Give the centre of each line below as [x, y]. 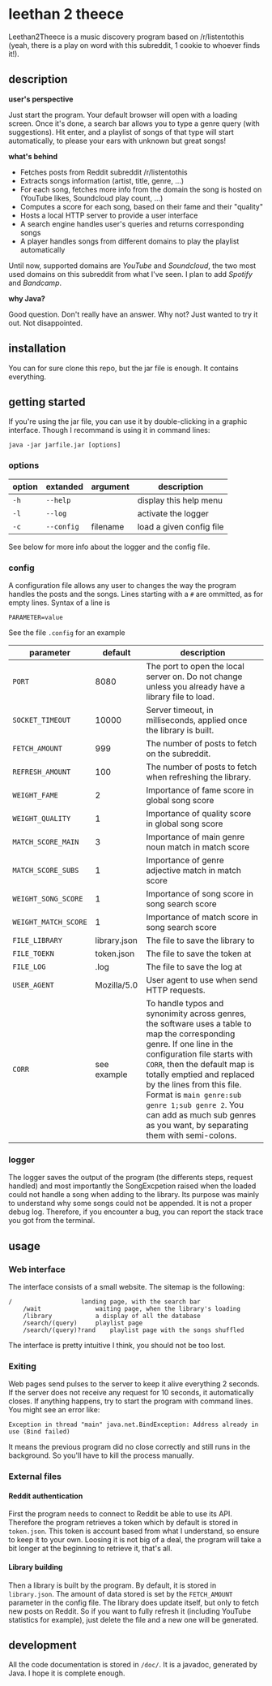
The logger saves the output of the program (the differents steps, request [131, 1178]
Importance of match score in [202, 917]
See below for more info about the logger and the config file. [109, 547]
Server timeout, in [179, 710]
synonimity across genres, [196, 1014]
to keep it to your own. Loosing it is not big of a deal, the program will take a [135, 1540]
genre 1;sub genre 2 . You [195, 1105]
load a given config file [181, 526]
